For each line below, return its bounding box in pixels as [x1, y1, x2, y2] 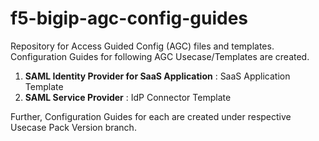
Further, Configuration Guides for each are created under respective [10, 110, 292, 122]
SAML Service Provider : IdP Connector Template [24, 91, 232, 103]
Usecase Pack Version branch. [10, 121, 137, 133]
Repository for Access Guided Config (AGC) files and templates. [10, 40, 275, 52]
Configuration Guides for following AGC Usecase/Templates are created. [10, 50, 310, 62]
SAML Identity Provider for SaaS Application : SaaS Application [24, 70, 291, 82]
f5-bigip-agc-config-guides [10, 7, 248, 30]
